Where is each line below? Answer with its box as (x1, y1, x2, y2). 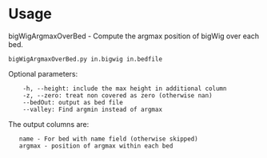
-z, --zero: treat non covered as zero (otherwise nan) (22, 91, 213, 100)
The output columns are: (8, 119, 90, 128)
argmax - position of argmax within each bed (18, 141, 173, 150)
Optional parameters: (8, 69, 78, 78)
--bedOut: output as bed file (22, 98, 124, 106)
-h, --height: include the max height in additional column (22, 85, 227, 93)
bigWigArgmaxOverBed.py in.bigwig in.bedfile (8, 55, 162, 63)
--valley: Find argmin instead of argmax (22, 105, 162, 113)
